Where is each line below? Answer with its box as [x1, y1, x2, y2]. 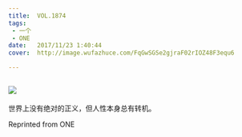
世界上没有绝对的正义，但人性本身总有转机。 [8, 103, 156, 113]
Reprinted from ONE [8, 119, 75, 129]
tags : [8, 19, 26, 27]
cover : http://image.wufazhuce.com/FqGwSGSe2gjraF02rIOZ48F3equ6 [8, 49, 235, 57]
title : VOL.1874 [8, 11, 67, 20]
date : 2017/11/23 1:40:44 [8, 42, 103, 50]
